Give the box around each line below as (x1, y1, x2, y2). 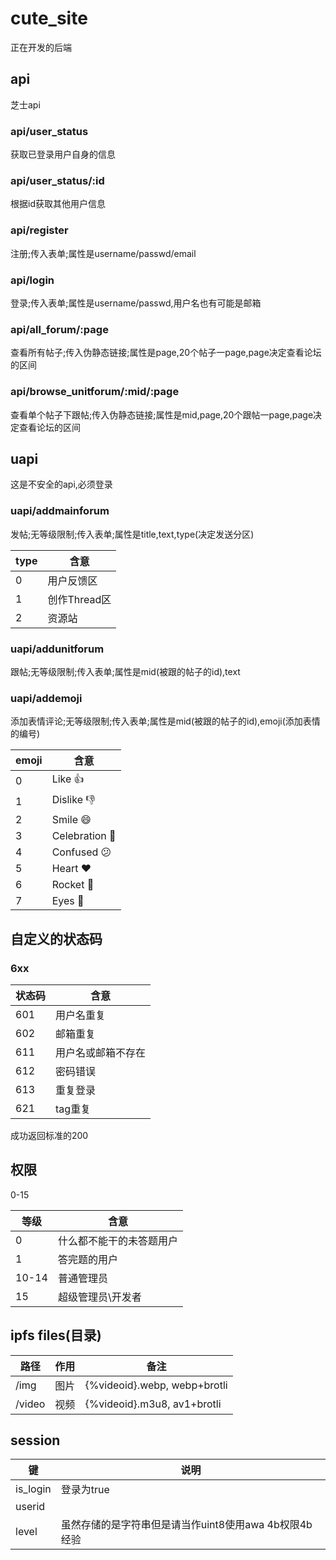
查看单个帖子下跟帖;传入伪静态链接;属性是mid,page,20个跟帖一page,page (10, 408, 314, 421)
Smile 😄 (51, 813, 92, 827)
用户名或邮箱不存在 (55, 1045, 147, 1059)
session (10, 1432, 61, 1449)
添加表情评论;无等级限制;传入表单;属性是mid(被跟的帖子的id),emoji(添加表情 (10, 715, 321, 727)
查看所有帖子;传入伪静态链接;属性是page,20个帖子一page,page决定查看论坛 (10, 347, 322, 359)
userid (15, 1500, 46, 1514)
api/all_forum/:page (10, 322, 109, 336)
